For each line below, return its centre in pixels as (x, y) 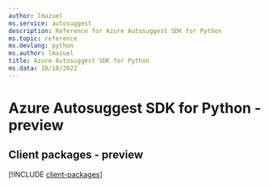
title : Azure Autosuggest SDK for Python (79, 61)
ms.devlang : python (41, 46)
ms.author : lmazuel (41, 53)
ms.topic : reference (43, 38)
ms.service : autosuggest (50, 23)
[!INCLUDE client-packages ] (55, 174)
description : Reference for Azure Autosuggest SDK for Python (115, 31)
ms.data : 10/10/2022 (43, 69)
